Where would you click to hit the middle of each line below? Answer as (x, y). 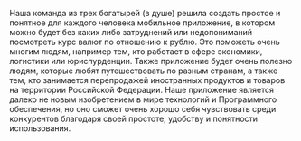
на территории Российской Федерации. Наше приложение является (141, 90)
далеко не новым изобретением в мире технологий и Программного (143, 99)
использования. (40, 128)
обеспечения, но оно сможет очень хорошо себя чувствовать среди (143, 109)
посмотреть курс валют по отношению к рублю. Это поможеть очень (145, 42)
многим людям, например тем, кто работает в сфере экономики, (136, 52)
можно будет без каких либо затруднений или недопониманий (131, 32)
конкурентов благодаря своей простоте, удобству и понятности (134, 118)
